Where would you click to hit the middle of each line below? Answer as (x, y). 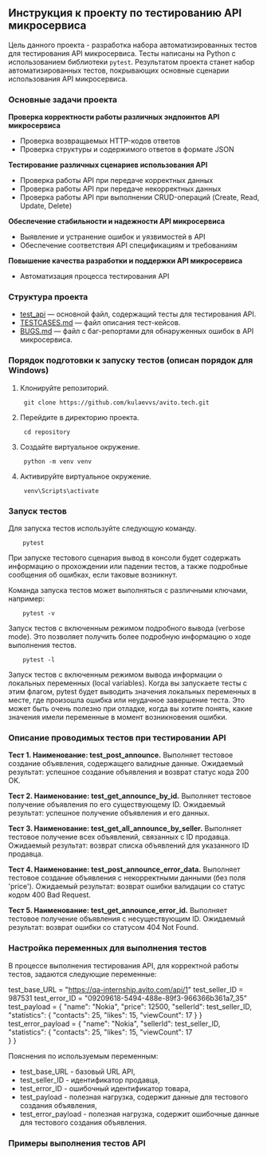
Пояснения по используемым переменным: (83, 1056)
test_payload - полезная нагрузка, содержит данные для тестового (134, 1097)
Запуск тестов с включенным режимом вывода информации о (116, 675)
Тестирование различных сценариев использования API (108, 165)
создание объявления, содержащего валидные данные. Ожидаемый (126, 764)
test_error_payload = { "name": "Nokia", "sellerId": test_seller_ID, (114, 1023)
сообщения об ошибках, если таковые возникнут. (93, 575)
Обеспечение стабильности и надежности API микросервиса (117, 221)
